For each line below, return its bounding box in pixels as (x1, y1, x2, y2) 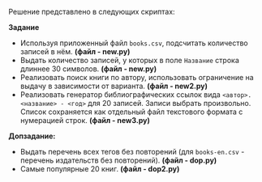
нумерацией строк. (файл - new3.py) (19, 116, 150, 125)
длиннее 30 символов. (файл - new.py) (19, 64, 157, 74)
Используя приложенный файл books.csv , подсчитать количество (19, 38, 249, 48)
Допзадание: (8, 131, 56, 141)
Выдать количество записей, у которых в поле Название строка (19, 56, 239, 65)
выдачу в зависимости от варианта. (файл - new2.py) (19, 81, 208, 91)
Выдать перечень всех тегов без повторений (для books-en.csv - (19, 147, 245, 156)
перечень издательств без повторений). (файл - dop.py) (19, 155, 217, 165)
